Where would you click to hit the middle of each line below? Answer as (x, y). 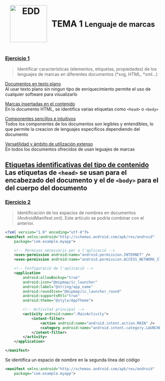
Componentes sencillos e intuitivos (41, 119)
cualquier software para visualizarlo (41, 94)
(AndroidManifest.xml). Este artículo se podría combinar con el (80, 218)
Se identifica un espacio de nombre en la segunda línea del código (72, 360)
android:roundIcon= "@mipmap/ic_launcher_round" (72, 291)
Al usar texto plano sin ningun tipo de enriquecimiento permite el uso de (78, 89)
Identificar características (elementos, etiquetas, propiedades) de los (87, 69)
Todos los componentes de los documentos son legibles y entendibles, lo (79, 124)
